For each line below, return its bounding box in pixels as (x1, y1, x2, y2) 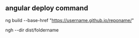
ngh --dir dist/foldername (5, 27, 59, 33)
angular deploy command (5, 4, 88, 12)
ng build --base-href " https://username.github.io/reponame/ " (5, 17, 134, 23)
